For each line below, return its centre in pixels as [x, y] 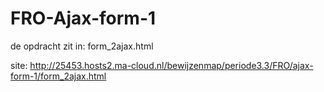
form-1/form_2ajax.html [58, 76]
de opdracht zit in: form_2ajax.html [82, 46]
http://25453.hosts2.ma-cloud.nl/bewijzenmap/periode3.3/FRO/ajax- [171, 65]
